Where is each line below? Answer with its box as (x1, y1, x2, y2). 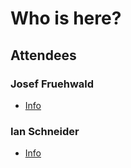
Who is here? (10, 7, 122, 30)
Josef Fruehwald (10, 77, 95, 91)
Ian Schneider (10, 124, 80, 138)
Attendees (10, 47, 77, 64)
